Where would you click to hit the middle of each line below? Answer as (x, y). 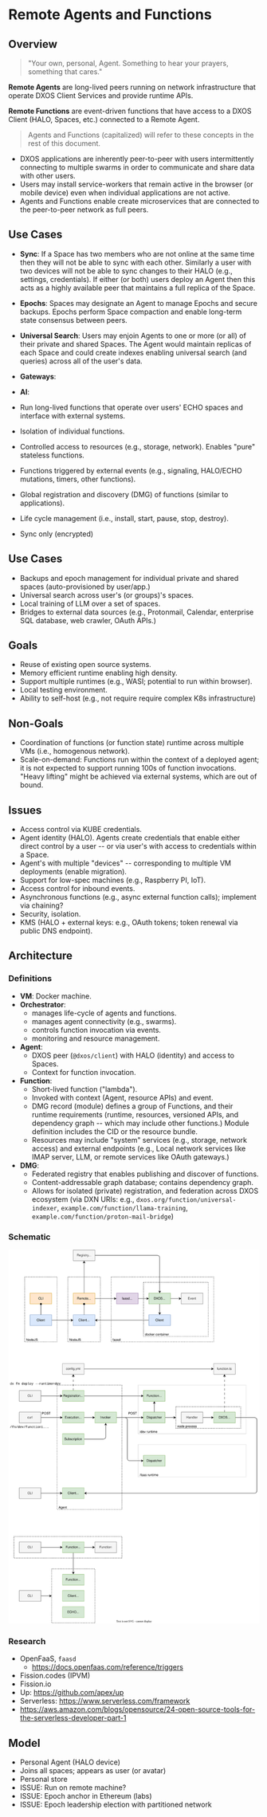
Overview (33, 44)
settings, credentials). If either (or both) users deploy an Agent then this (137, 279)
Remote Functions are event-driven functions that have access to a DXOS (130, 111)
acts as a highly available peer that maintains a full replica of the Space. (137, 288)
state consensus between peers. (73, 320)
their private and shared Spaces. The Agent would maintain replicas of (135, 343)
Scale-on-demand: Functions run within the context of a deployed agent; (139, 759)
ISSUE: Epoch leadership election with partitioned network (116, 1805)
